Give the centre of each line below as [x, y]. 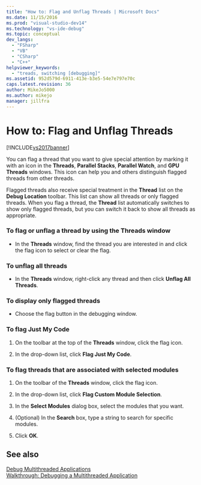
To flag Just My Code [38, 330]
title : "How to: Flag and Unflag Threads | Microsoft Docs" [83, 12]
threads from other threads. [40, 178]
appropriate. [22, 215]
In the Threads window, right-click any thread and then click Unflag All [103, 279]
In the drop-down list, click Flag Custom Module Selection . [88, 394]
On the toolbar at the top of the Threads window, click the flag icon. [99, 342]
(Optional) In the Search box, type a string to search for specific [94, 418]
